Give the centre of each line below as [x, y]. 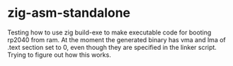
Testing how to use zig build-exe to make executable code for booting [109, 32]
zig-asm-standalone [69, 13]
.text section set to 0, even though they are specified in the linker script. [112, 47]
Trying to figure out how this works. [59, 55]
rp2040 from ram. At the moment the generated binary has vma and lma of [117, 39]
